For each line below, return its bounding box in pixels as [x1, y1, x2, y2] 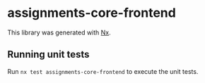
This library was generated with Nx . [7, 28, 111, 37]
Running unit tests [7, 49, 90, 60]
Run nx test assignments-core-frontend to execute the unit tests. [7, 67, 199, 75]
